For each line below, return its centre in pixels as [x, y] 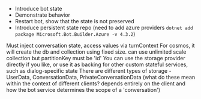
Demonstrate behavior [43, 15]
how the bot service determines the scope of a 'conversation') [83, 90]
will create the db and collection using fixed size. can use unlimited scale [96, 52]
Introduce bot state [38, 9]
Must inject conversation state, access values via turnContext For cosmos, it [100, 45]
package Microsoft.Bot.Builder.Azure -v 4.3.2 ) [75, 34]
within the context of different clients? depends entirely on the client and [96, 83]
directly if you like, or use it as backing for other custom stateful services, [97, 64]
